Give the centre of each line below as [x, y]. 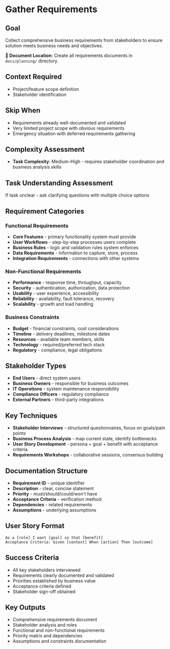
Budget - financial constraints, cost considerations [66, 328]
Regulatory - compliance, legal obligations [57, 350]
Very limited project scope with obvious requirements [69, 128]
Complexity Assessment [45, 150]
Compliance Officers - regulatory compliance [61, 394]
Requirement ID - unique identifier [49, 483]
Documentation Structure [46, 471]
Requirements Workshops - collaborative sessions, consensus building [88, 455]
